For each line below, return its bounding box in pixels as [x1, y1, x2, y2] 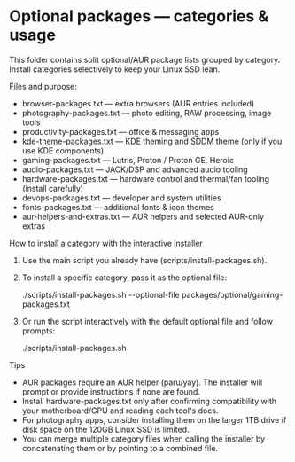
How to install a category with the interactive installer [9, 238, 204, 248]
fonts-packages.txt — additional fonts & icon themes [21, 201, 214, 212]
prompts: [21, 325, 56, 336]
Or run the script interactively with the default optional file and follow [21, 316, 273, 326]
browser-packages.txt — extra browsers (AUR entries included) [21, 98, 255, 108]
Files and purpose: [9, 81, 78, 91]
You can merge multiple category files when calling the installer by [21, 433, 266, 444]
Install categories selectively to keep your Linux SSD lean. [9, 64, 221, 74]
